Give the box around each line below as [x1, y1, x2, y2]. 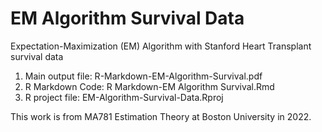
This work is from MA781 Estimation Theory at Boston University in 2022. [10, 110, 312, 122]
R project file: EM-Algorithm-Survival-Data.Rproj [24, 91, 224, 103]
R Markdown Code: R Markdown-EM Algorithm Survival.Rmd [24, 80, 275, 92]
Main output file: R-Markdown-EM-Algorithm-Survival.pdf [24, 70, 263, 82]
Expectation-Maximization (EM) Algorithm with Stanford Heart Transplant [10, 40, 312, 52]
